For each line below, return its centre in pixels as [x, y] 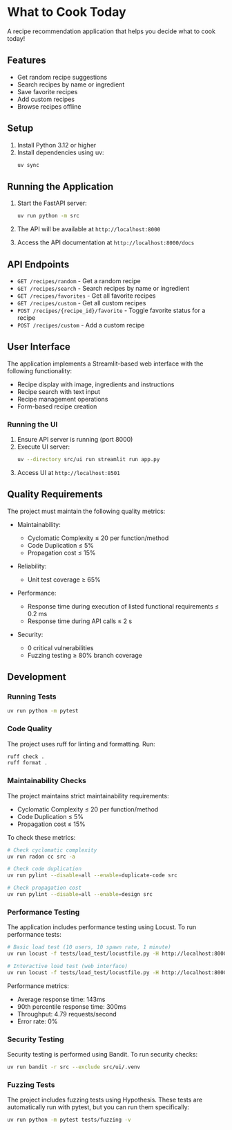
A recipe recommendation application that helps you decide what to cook [112, 31]
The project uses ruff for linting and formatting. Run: [81, 744]
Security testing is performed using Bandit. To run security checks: [103, 1054]
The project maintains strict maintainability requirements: [88, 796]
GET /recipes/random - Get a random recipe [79, 280]
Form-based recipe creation [57, 406]
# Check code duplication [44, 869]
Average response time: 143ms [61, 999]
